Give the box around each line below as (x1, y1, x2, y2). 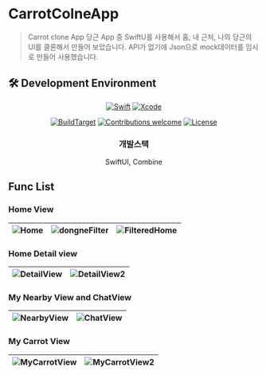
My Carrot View (8, 336, 70, 347)
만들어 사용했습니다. (36, 52, 99, 61)
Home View (8, 204, 54, 215)
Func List (8, 180, 55, 193)
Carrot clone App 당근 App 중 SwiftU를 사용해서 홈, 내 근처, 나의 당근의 (27, 32, 252, 41)
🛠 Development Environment (8, 76, 157, 90)
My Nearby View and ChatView (8, 291, 132, 303)
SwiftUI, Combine (104, 157, 163, 167)
